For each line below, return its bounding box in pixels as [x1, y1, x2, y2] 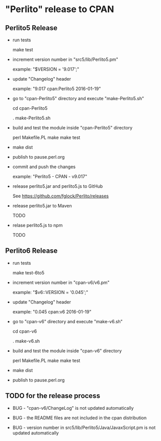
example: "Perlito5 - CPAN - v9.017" [12, 174, 88, 179]
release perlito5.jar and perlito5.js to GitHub [12, 183, 103, 189]
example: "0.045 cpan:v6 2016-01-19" [12, 309, 92, 315]
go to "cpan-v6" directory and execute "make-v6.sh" [12, 318, 123, 324]
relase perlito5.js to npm [12, 223, 63, 228]
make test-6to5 [12, 269, 44, 275]
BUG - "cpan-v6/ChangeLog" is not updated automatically [12, 405, 134, 411]
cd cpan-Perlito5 [12, 105, 48, 111]
